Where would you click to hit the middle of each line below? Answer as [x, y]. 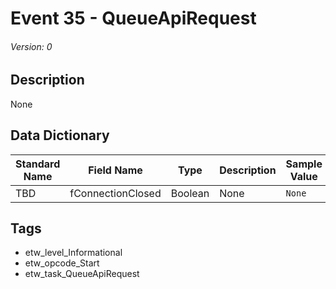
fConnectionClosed [115, 193]
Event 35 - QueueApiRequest [133, 18]
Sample [304, 164]
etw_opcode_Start [62, 263]
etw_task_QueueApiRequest [82, 274]
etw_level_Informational [73, 253]
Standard [38, 164]
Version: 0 [31, 46]
